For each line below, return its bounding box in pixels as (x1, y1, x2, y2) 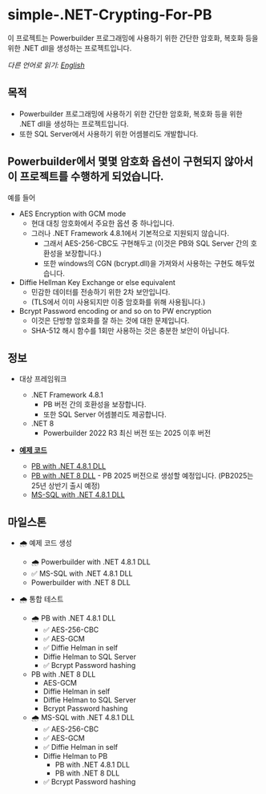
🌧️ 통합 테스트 (18, 594, 64, 604)
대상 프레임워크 (18, 374, 67, 384)
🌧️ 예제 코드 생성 (18, 538, 73, 548)
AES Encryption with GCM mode (18, 209, 127, 218)
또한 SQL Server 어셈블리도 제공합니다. (42, 409, 167, 419)
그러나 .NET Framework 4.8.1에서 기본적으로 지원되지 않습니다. (30, 228, 230, 238)
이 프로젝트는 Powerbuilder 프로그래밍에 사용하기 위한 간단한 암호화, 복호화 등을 (7, 33, 259, 43)
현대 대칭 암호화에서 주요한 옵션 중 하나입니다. (30, 218, 175, 228)
